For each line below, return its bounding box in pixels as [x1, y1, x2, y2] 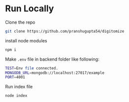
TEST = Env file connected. [5, 66, 58, 70]
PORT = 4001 [5, 75, 26, 80]
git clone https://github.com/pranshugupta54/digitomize [5, 29, 125, 34]
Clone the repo [5, 19, 35, 25]
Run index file [5, 84, 33, 90]
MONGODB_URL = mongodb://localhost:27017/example [5, 70, 105, 75]
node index [5, 93, 28, 99]
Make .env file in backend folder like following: [5, 56, 99, 62]
